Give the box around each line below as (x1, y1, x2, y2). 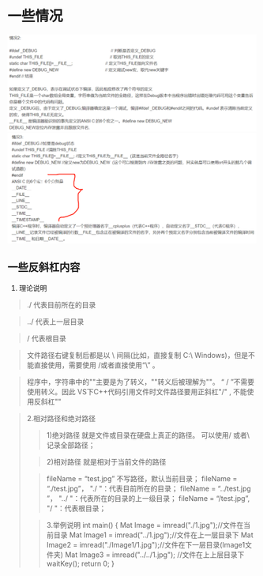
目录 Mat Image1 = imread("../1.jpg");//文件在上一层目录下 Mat (53, 530, 254, 540)
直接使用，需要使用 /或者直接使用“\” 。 (33, 360, 160, 370)
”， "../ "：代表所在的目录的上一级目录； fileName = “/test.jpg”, (46, 493, 250, 503)
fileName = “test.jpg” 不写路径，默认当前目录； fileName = (46, 473, 238, 483)
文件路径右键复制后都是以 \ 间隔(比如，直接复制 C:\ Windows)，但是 (26, 350, 249, 360)
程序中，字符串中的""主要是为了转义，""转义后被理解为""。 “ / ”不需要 (26, 377, 255, 386)
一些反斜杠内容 (7, 261, 81, 274)
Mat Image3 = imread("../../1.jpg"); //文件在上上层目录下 (65, 550, 245, 559)
